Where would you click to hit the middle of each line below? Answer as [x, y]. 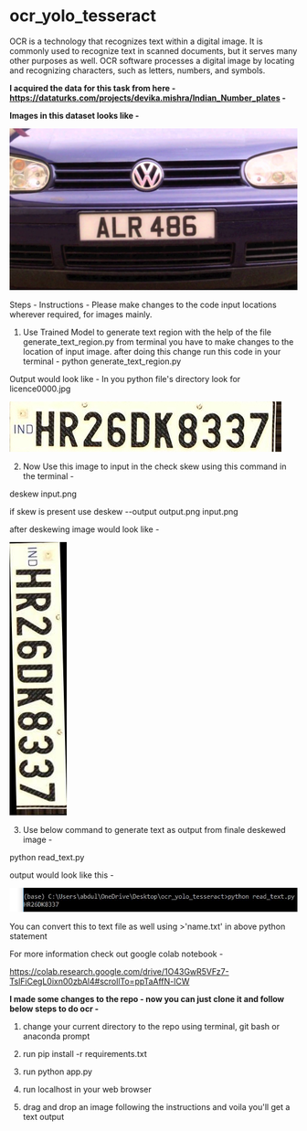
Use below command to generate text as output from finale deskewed [154, 830]
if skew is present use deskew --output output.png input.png [124, 512]
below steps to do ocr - [54, 1008]
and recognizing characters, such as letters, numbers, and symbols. [138, 70]
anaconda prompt [56, 1036]
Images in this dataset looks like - [74, 115]
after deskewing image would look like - [85, 529]
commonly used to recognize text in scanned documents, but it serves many [153, 50]
